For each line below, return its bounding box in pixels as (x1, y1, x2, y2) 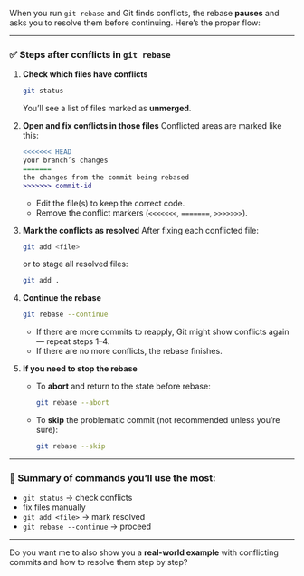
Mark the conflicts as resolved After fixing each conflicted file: (22, 225, 260, 235)
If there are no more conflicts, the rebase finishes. (35, 346, 223, 357)
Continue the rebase (22, 293, 101, 303)
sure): (35, 425, 59, 436)
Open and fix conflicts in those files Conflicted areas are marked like (22, 120, 282, 131)
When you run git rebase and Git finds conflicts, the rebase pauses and (9, 8, 280, 18)
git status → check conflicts (22, 493, 133, 504)
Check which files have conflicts (22, 69, 148, 80)
